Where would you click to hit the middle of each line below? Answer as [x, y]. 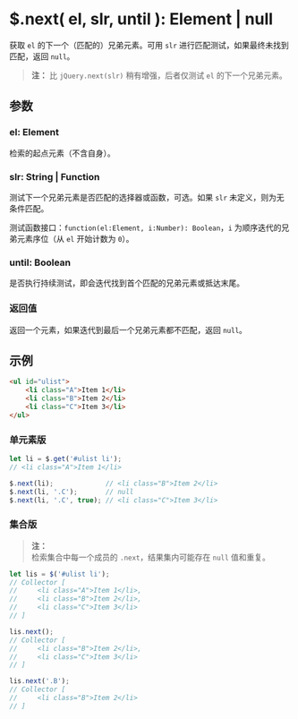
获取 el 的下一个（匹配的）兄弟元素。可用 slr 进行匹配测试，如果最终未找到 [149, 45]
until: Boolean [40, 262]
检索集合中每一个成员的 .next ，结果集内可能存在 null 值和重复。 [151, 557]
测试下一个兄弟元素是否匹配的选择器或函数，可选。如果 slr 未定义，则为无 [147, 197]
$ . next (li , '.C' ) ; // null [72, 492]
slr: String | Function [55, 176]
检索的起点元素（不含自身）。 [62, 153]
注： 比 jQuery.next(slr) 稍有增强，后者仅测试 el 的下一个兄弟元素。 [159, 75]
